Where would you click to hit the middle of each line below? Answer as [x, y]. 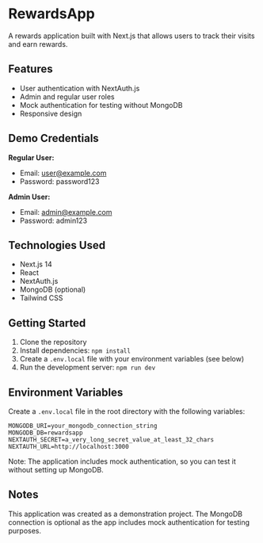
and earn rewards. [38, 44]
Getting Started [47, 323]
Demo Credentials [53, 138]
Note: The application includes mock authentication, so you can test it [122, 461]
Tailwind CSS [41, 298]
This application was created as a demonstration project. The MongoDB [126, 514]
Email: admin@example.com [66, 212]
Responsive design [51, 113]
